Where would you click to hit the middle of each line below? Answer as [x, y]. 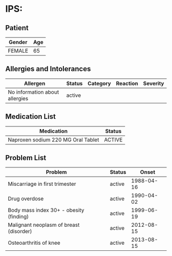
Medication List [31, 116]
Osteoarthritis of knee [34, 243]
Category [99, 83]
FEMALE [18, 51]
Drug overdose [26, 199]
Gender [18, 42]
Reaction [127, 83]
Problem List [26, 158]
